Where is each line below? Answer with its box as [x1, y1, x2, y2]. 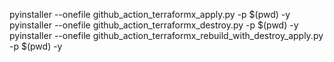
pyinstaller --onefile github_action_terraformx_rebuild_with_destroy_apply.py [9, 30, 324, 41]
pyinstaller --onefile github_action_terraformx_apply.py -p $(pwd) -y [9, 9, 291, 20]
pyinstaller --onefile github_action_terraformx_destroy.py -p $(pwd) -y [9, 19, 299, 31]
